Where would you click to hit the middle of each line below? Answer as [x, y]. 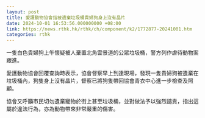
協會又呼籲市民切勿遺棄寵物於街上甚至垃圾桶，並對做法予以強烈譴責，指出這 [103, 102]
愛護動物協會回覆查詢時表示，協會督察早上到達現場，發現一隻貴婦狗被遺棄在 [103, 73]
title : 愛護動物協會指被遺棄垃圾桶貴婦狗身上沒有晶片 [66, 18]
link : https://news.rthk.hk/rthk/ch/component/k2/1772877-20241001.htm [99, 29]
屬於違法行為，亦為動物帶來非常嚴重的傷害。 [63, 109]
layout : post [23, 12]
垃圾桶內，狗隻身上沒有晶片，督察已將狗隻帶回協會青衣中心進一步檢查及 [97, 81]
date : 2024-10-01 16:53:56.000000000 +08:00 [64, 23]
